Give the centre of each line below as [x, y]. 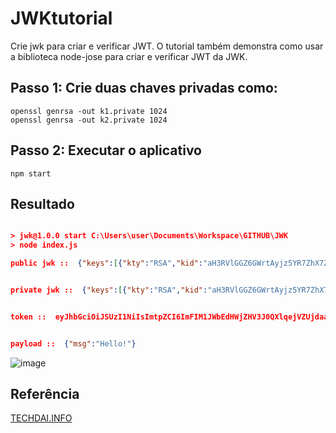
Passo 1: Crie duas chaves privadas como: [144, 88]
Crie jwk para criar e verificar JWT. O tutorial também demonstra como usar [167, 46]
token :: [28, 317]
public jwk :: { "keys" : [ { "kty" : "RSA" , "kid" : [106, 263]
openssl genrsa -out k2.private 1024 [89, 120]
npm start [31, 173]
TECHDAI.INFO [41, 418]
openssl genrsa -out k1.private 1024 [89, 111]
